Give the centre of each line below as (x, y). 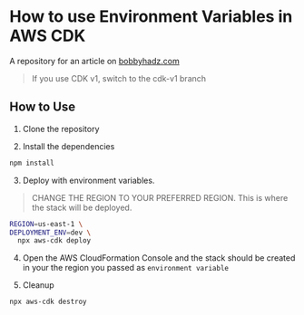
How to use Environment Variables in (151, 17)
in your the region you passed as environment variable (126, 268)
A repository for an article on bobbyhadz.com (94, 61)
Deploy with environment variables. (88, 180)
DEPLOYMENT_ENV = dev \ (50, 233)
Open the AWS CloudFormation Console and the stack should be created (159, 258)
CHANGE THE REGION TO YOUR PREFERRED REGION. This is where (160, 197)
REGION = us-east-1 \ (46, 224)
